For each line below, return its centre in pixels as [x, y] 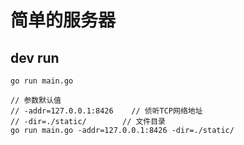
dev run [35, 57]
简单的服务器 [63, 20]
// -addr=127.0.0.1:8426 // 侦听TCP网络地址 [106, 111]
